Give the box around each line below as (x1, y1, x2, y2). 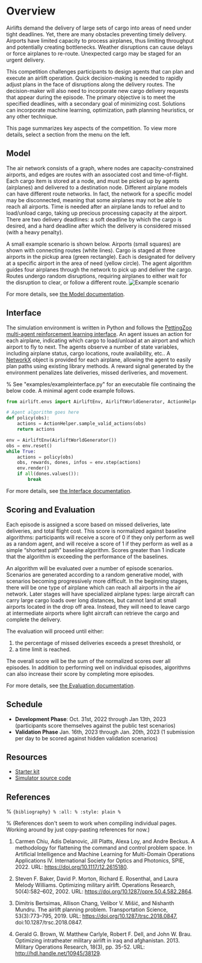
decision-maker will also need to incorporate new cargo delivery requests (6, 87, 189, 94)
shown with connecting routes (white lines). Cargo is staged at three (6, 246, 176, 254)
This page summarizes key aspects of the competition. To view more (6, 124, 177, 132)
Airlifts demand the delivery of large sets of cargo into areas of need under (6, 24, 192, 31)
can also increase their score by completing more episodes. (6, 670, 155, 677)
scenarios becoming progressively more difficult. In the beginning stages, (6, 577, 189, 585)
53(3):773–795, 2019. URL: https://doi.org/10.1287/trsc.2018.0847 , (14, 912, 178, 920)
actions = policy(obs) (17, 454, 74, 460)
